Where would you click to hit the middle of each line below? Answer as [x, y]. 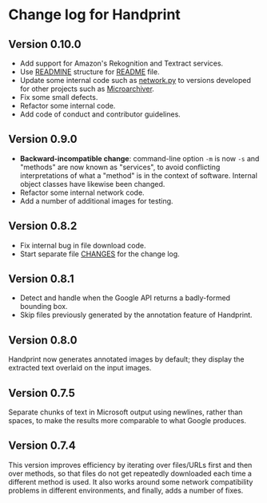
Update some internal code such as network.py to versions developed [135, 80]
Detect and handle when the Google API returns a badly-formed [125, 298]
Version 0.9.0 [43, 139]
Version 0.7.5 [42, 393]
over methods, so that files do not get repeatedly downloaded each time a [130, 473]
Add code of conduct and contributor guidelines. [100, 114]
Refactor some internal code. [68, 106]
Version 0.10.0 [45, 44]
